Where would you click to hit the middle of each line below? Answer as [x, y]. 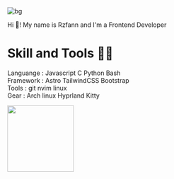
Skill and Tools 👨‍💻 [60, 53]
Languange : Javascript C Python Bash [64, 73]
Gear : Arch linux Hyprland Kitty [54, 96]
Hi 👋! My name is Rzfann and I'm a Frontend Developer [87, 25]
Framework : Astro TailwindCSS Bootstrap [68, 80]
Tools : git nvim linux [37, 88]
